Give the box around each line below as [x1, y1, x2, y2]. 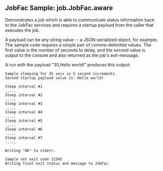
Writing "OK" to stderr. [5, 148, 56, 153]
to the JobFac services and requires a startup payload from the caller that [5, 22, 154, 28]
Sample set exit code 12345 [5, 156, 63, 162]
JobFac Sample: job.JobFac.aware [5, 4, 113, 12]
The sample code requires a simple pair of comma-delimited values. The [5, 42, 152, 48]
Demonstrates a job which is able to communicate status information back [5, 17, 155, 22]
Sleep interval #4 [5, 109, 43, 114]
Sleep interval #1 [5, 84, 43, 89]
